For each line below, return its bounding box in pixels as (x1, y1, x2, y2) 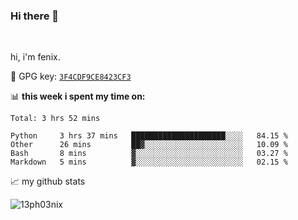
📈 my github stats (10, 175, 86, 188)
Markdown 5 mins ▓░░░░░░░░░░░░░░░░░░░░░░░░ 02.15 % (10, 157, 288, 168)
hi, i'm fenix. (10, 51, 61, 63)
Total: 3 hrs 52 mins (10, 114, 101, 124)
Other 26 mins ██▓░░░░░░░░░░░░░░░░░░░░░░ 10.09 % (10, 140, 288, 150)
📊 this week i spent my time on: (10, 90, 146, 103)
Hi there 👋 (10, 9, 60, 23)
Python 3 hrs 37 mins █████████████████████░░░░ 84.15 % (10, 131, 288, 141)
